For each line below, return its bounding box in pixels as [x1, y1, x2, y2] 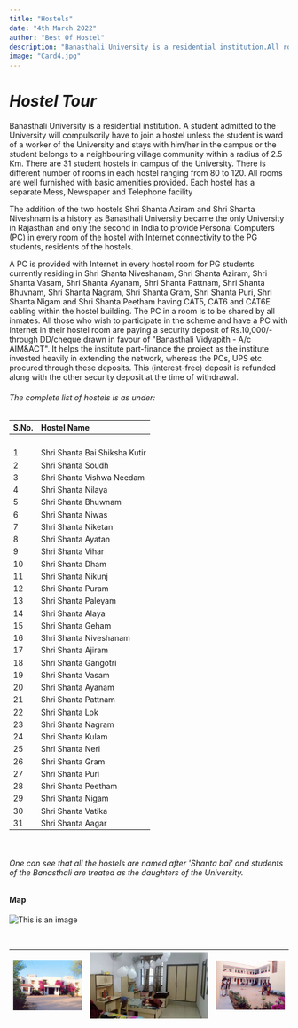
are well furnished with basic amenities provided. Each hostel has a [9, 178, 255, 188]
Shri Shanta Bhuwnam [40, 497, 122, 508]
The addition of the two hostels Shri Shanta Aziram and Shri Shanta [9, 204, 255, 215]
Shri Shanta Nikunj [40, 571, 108, 581]
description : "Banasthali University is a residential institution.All [9, 43, 279, 51]
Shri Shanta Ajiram [40, 644, 109, 656]
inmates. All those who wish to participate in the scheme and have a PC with [9, 315, 288, 326]
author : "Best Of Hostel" [9, 33, 105, 42]
